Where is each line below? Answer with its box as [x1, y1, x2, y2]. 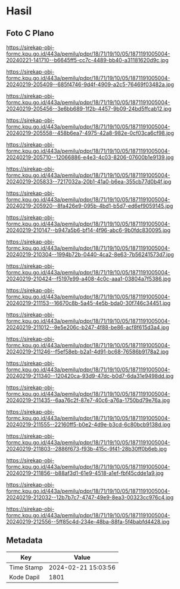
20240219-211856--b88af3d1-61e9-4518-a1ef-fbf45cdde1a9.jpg [6, 469, 164, 477]
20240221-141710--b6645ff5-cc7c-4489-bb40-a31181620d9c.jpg [6, 57, 169, 63]
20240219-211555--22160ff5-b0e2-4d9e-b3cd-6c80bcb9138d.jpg [6, 421, 171, 428]
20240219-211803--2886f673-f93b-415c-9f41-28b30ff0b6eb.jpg [6, 445, 167, 452]
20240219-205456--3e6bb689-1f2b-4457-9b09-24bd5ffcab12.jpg [6, 105, 172, 112]
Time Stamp [9, 563, 44, 572]
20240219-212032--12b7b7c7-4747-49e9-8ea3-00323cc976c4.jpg [6, 494, 174, 501]
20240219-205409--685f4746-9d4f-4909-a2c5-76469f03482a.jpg [6, 81, 175, 88]
